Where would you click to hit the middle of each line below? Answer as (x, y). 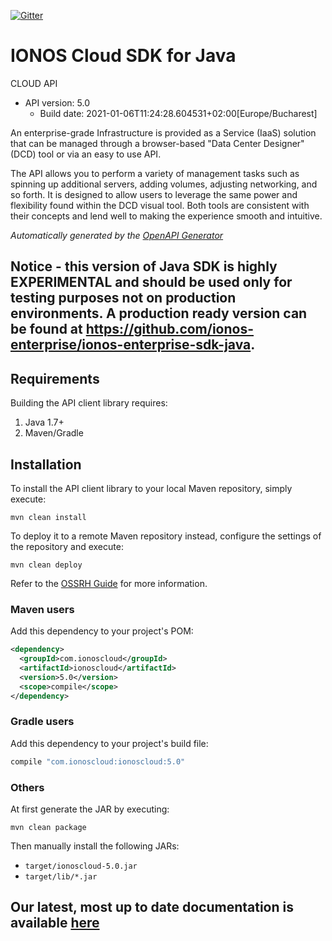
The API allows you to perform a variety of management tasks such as (155, 173)
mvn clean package (48, 827)
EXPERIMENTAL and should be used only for (151, 282)
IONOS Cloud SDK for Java (123, 56)
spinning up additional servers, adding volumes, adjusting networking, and (164, 184)
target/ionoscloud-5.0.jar (81, 866)
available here (55, 923)
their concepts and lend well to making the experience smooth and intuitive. (166, 216)
